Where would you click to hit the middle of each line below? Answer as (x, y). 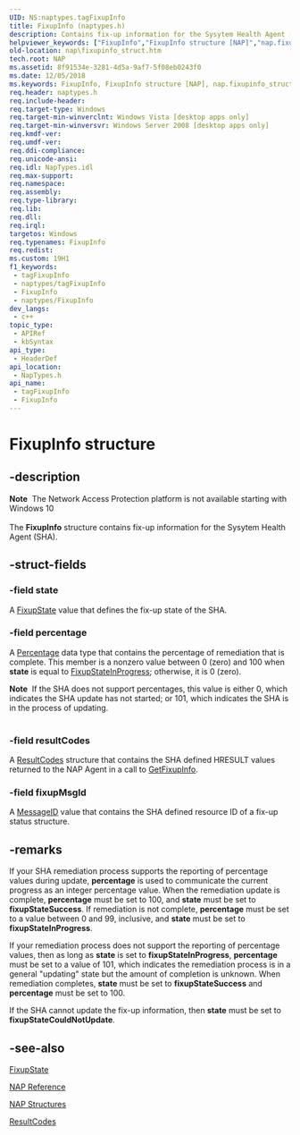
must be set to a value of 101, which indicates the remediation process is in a (150, 965)
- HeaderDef (35, 359)
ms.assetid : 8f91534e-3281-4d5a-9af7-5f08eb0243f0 (105, 68)
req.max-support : (42, 175)
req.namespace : (37, 184)
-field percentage (48, 633)
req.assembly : (36, 192)
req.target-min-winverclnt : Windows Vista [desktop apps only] (129, 117)
